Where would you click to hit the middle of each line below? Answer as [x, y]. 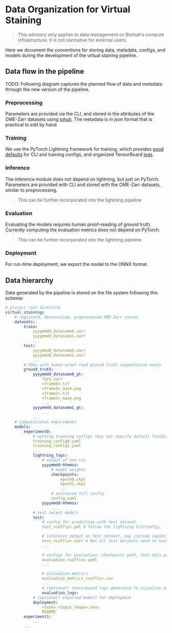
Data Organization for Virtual [68, 9]
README [49, 612]
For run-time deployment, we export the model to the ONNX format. [77, 264]
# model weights [68, 470]
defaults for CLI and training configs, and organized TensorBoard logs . [80, 154]
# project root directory [33, 308]
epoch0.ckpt [73, 479]
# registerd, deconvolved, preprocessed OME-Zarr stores [77, 317]
